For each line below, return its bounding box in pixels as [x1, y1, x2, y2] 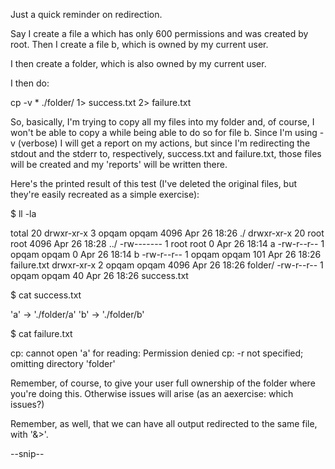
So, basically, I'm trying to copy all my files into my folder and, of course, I [10, 116, 315, 128]
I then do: [10, 77, 50, 89]
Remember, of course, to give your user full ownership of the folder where [10, 377, 316, 389]
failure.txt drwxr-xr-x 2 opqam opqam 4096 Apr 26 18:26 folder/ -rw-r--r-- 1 [10, 259, 324, 271]
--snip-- [10, 448, 45, 459]
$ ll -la [10, 208, 37, 219]
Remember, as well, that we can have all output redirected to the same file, [10, 418, 318, 429]
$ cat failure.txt [10, 328, 73, 339]
